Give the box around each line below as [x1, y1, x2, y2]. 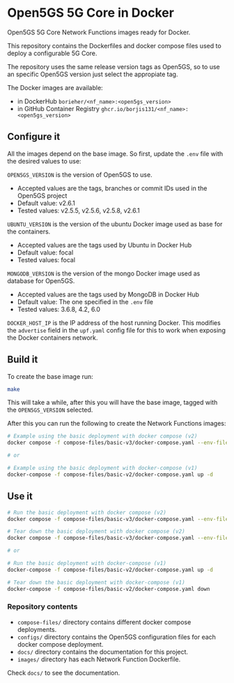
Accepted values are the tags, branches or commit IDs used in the [17, 184, 208, 192]
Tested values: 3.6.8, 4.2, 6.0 [17, 305, 101, 313]
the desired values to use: [7, 157, 81, 165]
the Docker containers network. [7, 333, 98, 342]
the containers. [7, 227, 51, 236]
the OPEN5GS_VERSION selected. [7, 405, 93, 414]
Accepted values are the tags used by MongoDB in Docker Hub [17, 290, 200, 299]
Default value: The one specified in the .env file [17, 297, 153, 305]
